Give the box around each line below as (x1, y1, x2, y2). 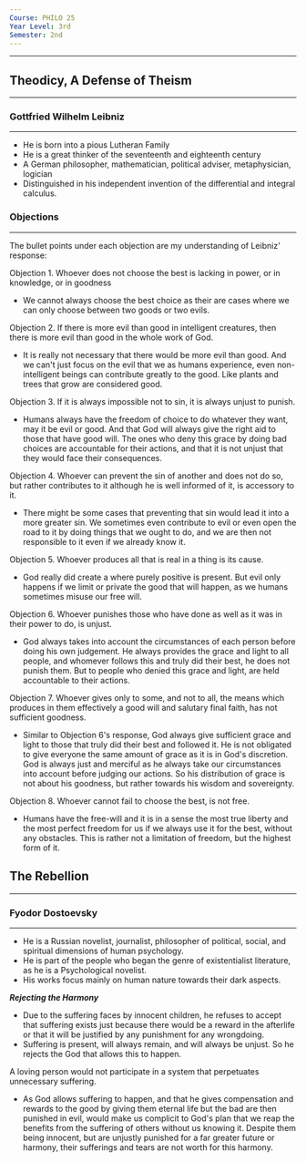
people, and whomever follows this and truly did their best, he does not (22, 655, 291, 666)
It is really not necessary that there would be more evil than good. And (22, 349, 287, 360)
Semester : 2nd (9, 30, 64, 39)
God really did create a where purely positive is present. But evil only (22, 571, 281, 582)
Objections (9, 211, 59, 223)
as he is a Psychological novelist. (22, 964, 148, 975)
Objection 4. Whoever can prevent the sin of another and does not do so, (9, 470, 284, 481)
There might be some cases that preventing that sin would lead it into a (22, 507, 290, 518)
